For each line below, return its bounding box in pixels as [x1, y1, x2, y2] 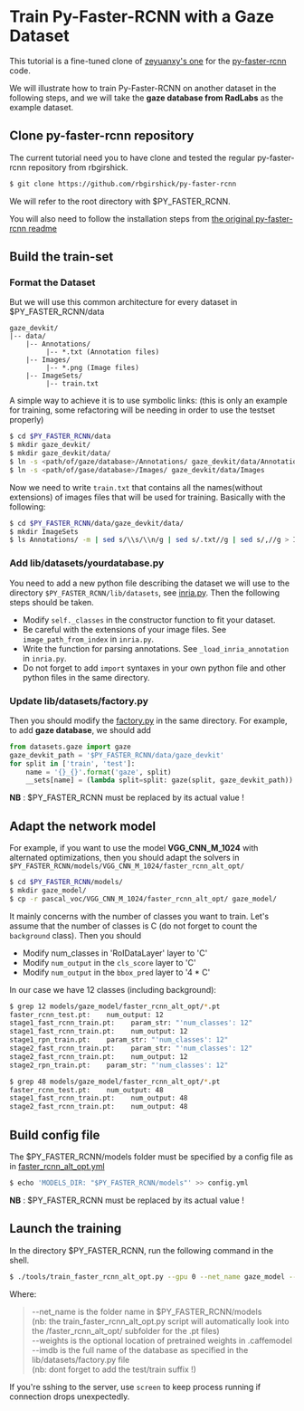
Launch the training [9, 1221, 122, 1236]
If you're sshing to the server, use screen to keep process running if [9, 1381, 261, 1392]
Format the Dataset [9, 276, 96, 289]
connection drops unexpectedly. [9, 1391, 130, 1402]
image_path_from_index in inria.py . [22, 634, 155, 644]
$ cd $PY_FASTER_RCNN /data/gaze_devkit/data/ [9, 519, 184, 528]
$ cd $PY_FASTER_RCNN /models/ [9, 878, 124, 887]
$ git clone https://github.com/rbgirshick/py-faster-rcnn [9, 179, 237, 188]
